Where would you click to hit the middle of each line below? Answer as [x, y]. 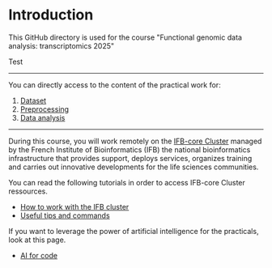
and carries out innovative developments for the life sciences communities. [134, 167]
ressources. [28, 191]
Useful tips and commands [65, 215]
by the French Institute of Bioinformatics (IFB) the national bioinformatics [130, 149]
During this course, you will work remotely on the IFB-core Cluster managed [135, 141]
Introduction [51, 15]
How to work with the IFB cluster [74, 206]
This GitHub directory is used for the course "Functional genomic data [125, 37]
